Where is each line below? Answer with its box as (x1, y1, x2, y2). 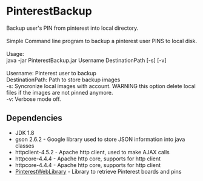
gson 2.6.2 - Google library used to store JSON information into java (15, 135, 185, 143)
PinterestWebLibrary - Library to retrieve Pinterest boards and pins (15, 168, 182, 175)
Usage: (6, 50, 24, 57)
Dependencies (6, 113, 62, 123)
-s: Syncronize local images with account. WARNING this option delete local (6, 82, 196, 89)
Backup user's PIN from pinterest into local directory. (6, 24, 139, 32)
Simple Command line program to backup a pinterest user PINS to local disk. (6, 37, 198, 44)
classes (15, 142, 35, 149)
